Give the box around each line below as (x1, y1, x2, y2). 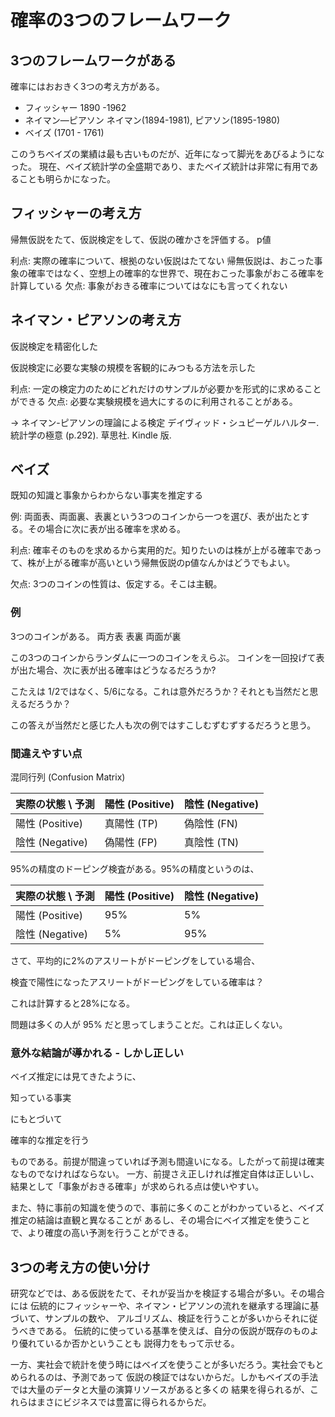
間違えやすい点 (10, 746, 83, 760)
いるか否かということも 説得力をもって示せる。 (44, 1337, 240, 1350)
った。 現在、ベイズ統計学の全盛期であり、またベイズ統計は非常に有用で (10, 161, 310, 172)
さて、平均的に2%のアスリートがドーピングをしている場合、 (10, 955, 261, 967)
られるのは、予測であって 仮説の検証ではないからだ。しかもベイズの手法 (18, 1371, 319, 1383)
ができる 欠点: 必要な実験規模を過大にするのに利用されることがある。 (10, 395, 298, 407)
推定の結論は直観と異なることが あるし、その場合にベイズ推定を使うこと (10, 1214, 311, 1226)
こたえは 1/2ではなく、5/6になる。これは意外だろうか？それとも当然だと (10, 685, 310, 697)
